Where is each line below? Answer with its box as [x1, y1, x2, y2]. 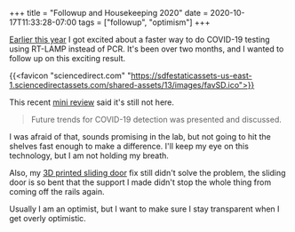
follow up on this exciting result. [9, 53, 126, 63]
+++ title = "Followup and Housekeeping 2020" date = [9, 8, 209, 18]
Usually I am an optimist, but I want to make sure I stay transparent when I [9, 204, 280, 214]
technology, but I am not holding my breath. [9, 150, 169, 161]
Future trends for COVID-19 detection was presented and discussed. [30, 115, 283, 124]
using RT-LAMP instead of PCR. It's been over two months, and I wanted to [9, 44, 284, 54]
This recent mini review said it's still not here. [9, 97, 175, 108]
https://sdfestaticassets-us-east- [130, 70, 252, 81]
